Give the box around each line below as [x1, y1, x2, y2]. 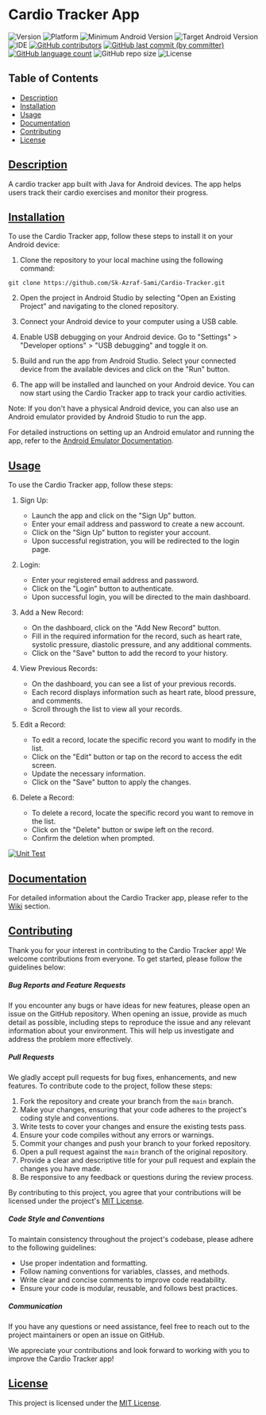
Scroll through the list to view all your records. [31, 704, 183, 714]
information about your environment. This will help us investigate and [8, 1026, 234, 1035]
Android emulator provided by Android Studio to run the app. [8, 412, 206, 422]
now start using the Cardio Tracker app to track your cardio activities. [19, 388, 248, 398]
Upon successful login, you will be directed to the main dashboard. [31, 592, 251, 602]
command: [19, 264, 56, 273]
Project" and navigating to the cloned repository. [19, 302, 179, 311]
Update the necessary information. [31, 769, 146, 779]
